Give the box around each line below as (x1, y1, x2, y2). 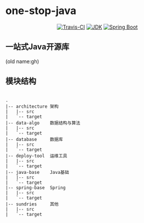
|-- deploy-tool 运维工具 (5, 153, 68, 159)
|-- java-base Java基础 (5, 169, 69, 175)
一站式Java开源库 (5, 42, 69, 52)
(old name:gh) (5, 57, 39, 65)
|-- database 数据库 (5, 136, 64, 142)
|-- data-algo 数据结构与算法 (5, 120, 80, 126)
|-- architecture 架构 (5, 104, 59, 109)
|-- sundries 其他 (5, 201, 59, 207)
